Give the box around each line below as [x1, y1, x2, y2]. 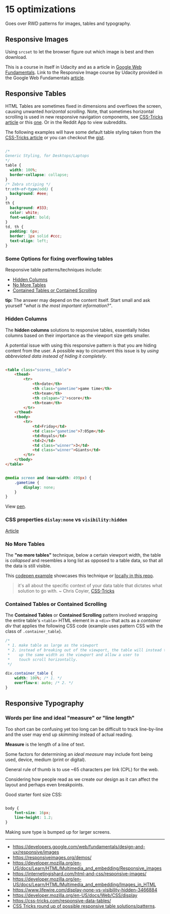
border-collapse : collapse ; [10, 172, 69, 177]
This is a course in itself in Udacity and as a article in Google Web [5, 64, 142, 70]
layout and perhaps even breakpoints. [5, 781, 84, 787]
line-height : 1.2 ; [14, 815, 53, 820]
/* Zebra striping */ [5, 181, 51, 187]
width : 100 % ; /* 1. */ [14, 676, 62, 681]
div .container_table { [5, 671, 53, 676]
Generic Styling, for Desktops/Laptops [5, 154, 90, 159]
